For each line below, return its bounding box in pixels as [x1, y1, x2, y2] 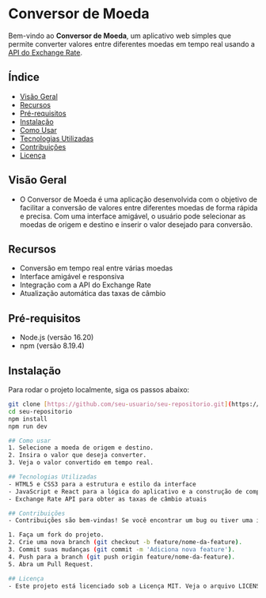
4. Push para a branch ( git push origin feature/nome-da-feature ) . [8, 553, 236, 561]
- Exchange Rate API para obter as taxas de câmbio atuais [8, 495, 207, 503]
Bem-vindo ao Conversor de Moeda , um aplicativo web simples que [8, 31, 232, 40]
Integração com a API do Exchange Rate [19, 280, 152, 290]
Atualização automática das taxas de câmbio [19, 289, 166, 298]
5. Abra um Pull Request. [8, 560, 93, 568]
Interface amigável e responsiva [19, 272, 125, 282]
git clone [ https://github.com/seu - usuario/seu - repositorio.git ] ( [8, 400, 232, 408]
